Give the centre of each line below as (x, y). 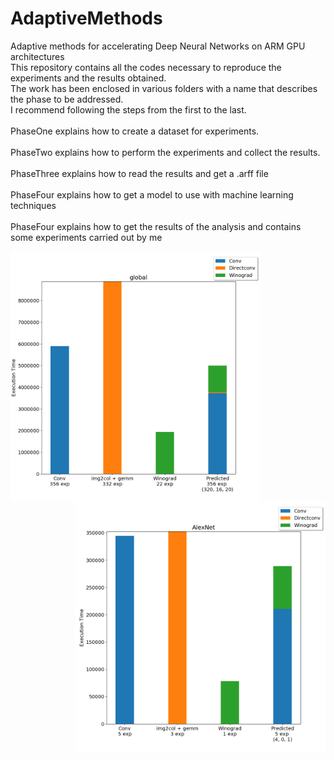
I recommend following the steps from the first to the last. (128, 109)
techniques (33, 205)
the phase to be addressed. (67, 99)
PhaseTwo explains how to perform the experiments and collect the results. (165, 152)
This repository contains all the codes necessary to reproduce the (146, 67)
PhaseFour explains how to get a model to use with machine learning (152, 194)
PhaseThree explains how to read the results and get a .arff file (139, 173)
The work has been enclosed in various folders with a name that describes (164, 88)
